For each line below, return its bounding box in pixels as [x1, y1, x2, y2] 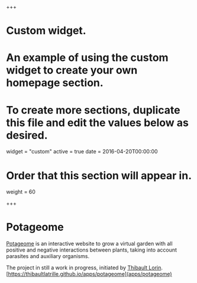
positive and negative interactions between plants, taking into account [6, 246, 177, 253]
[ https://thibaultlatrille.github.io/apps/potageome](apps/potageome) [6, 271, 173, 278]
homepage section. [6, 76, 104, 89]
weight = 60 [6, 188, 35, 195]
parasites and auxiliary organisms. [6, 253, 90, 260]
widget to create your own [6, 63, 138, 77]
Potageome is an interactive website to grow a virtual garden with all [6, 240, 173, 247]
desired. [6, 128, 48, 142]
